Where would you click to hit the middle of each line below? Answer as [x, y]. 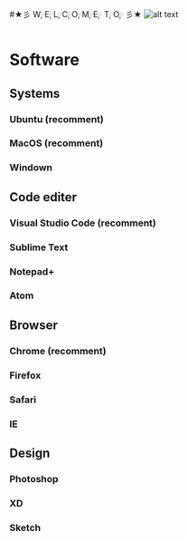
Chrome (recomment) [58, 351]
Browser [34, 325]
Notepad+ [32, 271]
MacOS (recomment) [56, 143]
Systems [35, 93]
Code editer [43, 197]
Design [30, 453]
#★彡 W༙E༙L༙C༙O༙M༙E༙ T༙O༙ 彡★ [76, 14]
